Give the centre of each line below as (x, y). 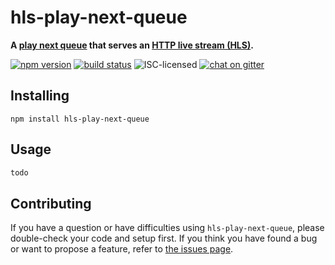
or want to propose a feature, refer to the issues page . (122, 249)
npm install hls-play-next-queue (80, 119)
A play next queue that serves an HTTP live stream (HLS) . (132, 45)
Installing (40, 96)
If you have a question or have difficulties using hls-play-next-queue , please (167, 228)
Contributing (51, 203)
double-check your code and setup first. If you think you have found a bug (164, 238)
